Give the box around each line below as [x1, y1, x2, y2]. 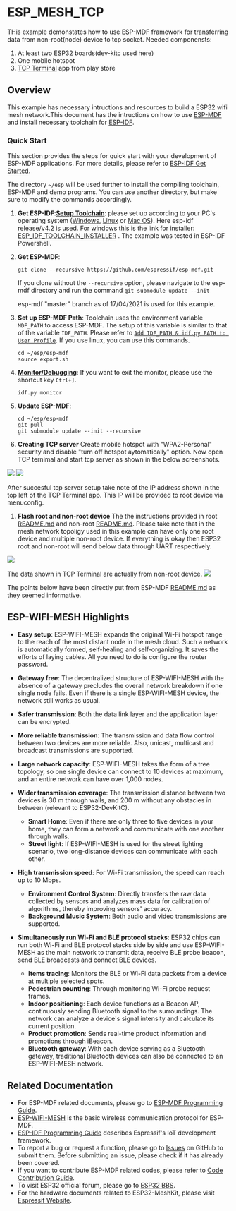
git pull [17, 421, 44, 429]
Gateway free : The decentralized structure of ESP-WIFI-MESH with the [17, 673, 224, 682]
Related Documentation [7, 1080, 113, 1092]
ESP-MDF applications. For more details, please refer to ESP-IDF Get [7, 159, 206, 168]
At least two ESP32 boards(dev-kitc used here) [17, 49, 154, 57]
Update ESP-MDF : [17, 402, 72, 410]
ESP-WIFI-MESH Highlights [7, 611, 130, 623]
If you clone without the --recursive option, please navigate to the [17, 279, 211, 287]
